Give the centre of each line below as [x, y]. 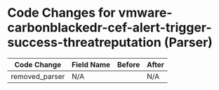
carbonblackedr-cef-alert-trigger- [109, 28]
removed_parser [38, 76]
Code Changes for [61, 13]
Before [128, 64]
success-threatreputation [84, 43]
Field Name [91, 64]
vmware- [145, 13]
